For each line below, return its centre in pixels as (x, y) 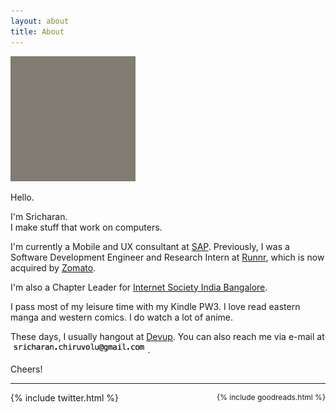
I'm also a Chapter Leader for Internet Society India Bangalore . (139, 287)
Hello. (22, 197)
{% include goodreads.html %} (271, 396)
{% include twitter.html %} (65, 397)
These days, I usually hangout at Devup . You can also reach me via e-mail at (167, 336)
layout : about (40, 21)
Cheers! (26, 369)
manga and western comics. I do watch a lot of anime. (122, 317)
